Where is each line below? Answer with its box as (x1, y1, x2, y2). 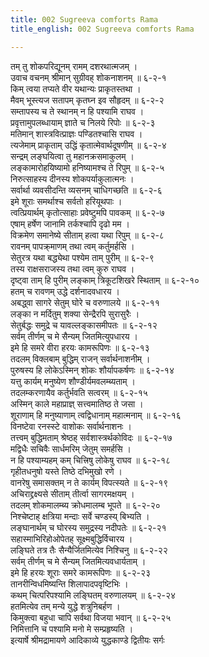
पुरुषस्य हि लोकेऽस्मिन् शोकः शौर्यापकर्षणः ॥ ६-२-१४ (10, 364, 175, 376)
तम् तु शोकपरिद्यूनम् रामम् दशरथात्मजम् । (10, 60, 138, 72)
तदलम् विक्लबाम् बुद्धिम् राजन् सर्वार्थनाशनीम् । (10, 352, 151, 365)
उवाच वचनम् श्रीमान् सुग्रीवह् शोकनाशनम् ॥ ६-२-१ (10, 71, 167, 83)
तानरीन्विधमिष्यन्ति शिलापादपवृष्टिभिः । (10, 577, 129, 590)
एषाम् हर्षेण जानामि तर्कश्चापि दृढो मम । (10, 217, 130, 230)
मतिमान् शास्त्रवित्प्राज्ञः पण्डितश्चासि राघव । (10, 127, 143, 140)
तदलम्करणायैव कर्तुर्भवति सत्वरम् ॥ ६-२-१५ (10, 386, 148, 398)
